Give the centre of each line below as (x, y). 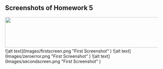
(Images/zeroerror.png (28, 56)
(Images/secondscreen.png (33, 61)
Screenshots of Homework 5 (49, 8)
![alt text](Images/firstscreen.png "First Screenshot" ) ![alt (63, 51)
